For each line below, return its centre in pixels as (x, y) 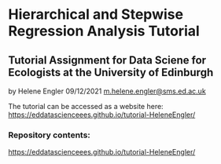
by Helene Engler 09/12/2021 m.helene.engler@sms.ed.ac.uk (107, 91)
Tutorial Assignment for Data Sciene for (107, 60)
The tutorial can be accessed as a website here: (86, 106)
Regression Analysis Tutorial (104, 31)
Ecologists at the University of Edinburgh (111, 72)
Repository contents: (49, 135)
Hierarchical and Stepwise (96, 15)
